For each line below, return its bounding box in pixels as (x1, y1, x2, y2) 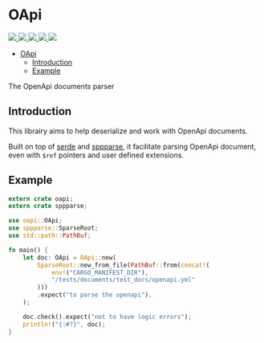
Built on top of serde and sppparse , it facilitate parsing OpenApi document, (8, 141, 257, 151)
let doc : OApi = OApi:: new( (22, 253, 116, 262)
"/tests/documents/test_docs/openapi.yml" (51, 276, 196, 284)
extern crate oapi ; (8, 194, 74, 202)
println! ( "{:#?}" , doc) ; (22, 320, 106, 329)
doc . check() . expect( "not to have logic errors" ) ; (22, 312, 193, 321)
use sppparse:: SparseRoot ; (8, 224, 99, 232)
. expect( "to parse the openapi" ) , (37, 291, 152, 299)
